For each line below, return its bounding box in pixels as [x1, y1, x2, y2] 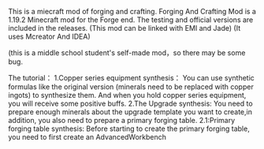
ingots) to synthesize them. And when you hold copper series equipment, [8, 91, 247, 99]
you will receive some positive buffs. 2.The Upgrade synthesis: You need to [8, 99, 254, 108]
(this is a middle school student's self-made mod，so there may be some [8, 48, 246, 58]
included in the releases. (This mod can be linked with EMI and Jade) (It [8, 24, 241, 32]
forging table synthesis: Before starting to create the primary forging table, [8, 124, 250, 133]
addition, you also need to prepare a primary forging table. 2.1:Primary [8, 116, 236, 125]
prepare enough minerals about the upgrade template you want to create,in [8, 107, 252, 117]
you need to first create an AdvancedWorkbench [8, 132, 167, 141]
